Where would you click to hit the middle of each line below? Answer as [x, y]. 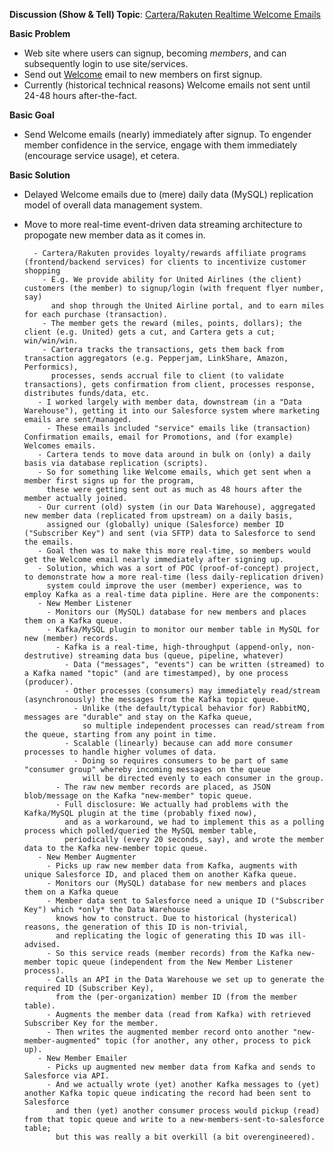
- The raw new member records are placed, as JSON [163, 787]
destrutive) [48, 656]
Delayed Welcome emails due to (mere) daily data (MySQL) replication [168, 194]
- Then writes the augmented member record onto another [167, 1032]
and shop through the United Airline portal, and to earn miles [187, 306]
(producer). [48, 682]
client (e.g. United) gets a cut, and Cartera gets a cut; [149, 332]
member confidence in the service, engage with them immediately [160, 145]
